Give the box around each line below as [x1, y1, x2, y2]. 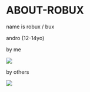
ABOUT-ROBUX [6, 4, 84, 17]
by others [6, 68, 29, 75]
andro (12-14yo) [6, 34, 45, 41]
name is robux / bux [6, 23, 55, 30]
